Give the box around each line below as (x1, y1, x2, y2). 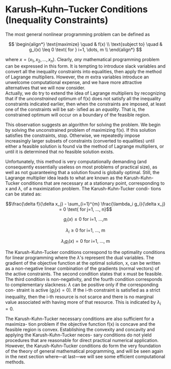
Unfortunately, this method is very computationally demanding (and (5, 158, 147, 164)
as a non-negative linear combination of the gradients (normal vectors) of (5, 266, 159, 272)
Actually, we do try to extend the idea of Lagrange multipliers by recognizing (5, 90, 166, 96)
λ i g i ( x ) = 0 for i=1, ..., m (61, 238, 110, 245)
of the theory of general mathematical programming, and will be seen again (5, 348, 164, 354)
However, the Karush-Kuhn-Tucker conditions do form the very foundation (5, 343, 161, 349)
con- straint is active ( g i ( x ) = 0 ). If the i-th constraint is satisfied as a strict (5, 287, 160, 294)
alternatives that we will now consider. (5, 84, 85, 91)
